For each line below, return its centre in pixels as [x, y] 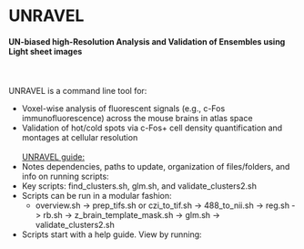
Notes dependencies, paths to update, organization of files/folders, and [156, 167]
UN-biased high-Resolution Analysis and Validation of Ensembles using [147, 41]
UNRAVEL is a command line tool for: [78, 91]
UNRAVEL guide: [53, 157]
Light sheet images [46, 51]
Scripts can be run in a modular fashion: [96, 196]
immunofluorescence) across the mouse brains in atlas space [137, 119]
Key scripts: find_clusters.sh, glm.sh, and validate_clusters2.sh [139, 186]
